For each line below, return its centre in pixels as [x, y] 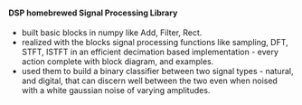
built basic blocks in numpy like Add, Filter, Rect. [112, 33]
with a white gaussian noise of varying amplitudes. [116, 91]
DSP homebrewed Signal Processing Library [93, 13]
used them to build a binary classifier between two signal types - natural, [157, 72]
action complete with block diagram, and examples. [118, 62]
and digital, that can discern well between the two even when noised [149, 81]
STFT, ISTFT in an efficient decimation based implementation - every [150, 52]
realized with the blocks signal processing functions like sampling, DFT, [155, 43]
